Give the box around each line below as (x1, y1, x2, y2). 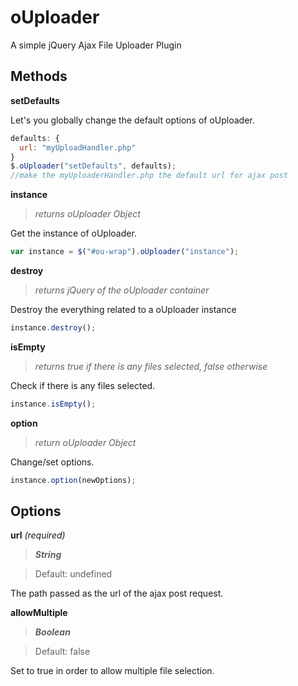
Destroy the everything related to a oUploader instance (10, 304, 237, 315)
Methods (10, 68, 68, 85)
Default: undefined (34, 568, 113, 580)
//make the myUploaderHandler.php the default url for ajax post (10, 171, 288, 181)
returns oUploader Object (34, 208, 141, 220)
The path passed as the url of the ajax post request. (10, 587, 224, 600)
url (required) (10, 529, 66, 541)
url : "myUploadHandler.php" (19, 142, 137, 153)
